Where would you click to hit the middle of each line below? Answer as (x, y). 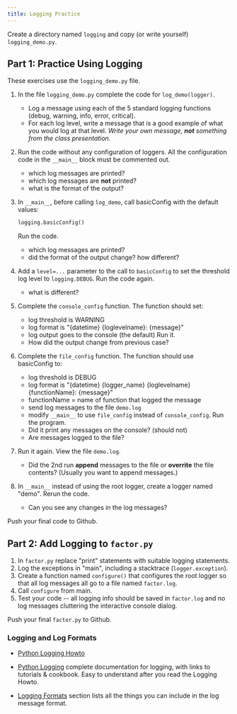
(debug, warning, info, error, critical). (82, 116)
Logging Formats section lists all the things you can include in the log (118, 696)
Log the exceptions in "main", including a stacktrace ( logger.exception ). (123, 568)
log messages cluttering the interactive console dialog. (97, 606)
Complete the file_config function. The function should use (106, 356)
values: (28, 210)
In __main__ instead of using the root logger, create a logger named (115, 487)
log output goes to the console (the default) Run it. (102, 335)
